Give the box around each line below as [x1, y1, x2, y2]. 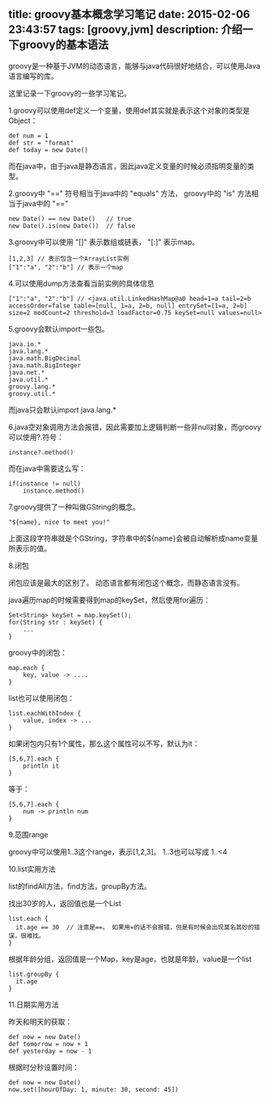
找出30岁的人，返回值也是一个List [8, 898, 121, 908]
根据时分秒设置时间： [8, 1062, 79, 1072]
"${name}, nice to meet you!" [8, 518, 111, 526]
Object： [8, 116, 38, 125]
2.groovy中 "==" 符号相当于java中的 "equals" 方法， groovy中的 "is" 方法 [8, 189, 252, 198]
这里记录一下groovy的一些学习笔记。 [8, 88, 131, 98]
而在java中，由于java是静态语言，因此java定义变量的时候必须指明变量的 [8, 161, 248, 171]
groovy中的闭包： [8, 647, 67, 657]
